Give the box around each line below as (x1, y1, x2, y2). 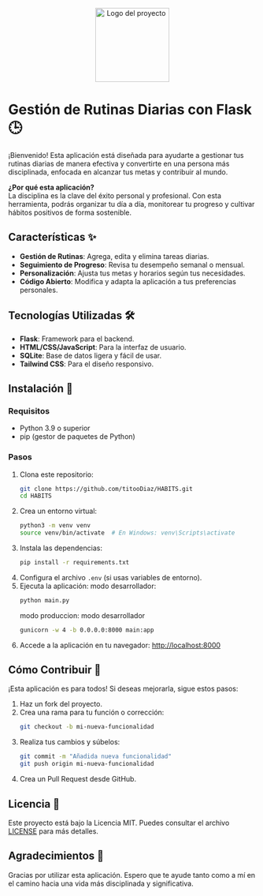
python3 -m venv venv (19, 522, 91, 530)
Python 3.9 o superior (19, 423, 91, 433)
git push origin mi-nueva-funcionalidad (19, 760, 154, 768)
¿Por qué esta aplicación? (8, 182, 94, 192)
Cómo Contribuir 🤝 (8, 663, 102, 677)
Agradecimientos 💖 (8, 849, 105, 863)
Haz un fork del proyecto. (19, 699, 102, 709)
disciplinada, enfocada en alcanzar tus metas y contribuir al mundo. (8, 167, 228, 177)
